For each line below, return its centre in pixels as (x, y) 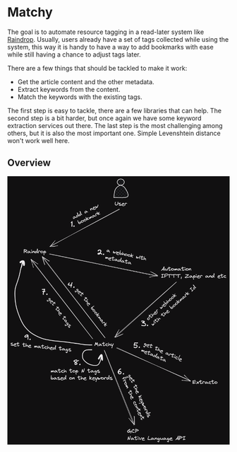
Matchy (30, 12)
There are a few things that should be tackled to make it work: (97, 68)
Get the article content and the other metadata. (86, 81)
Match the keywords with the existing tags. (80, 97)
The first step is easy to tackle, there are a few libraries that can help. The (115, 110)
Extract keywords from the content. (69, 89)
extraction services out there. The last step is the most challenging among (115, 125)
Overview (29, 163)
